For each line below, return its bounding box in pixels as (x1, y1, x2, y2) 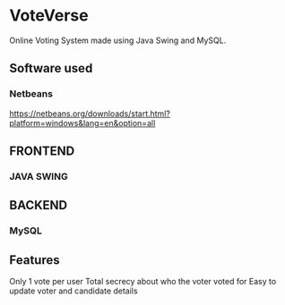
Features (9, 252, 60, 267)
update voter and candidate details (9, 285, 138, 296)
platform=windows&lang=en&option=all (9, 117, 156, 128)
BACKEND (9, 198, 68, 213)
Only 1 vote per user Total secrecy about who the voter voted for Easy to (9, 276, 277, 287)
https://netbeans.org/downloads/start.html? (9, 108, 170, 119)
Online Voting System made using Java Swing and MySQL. (9, 35, 227, 46)
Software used (9, 61, 93, 76)
